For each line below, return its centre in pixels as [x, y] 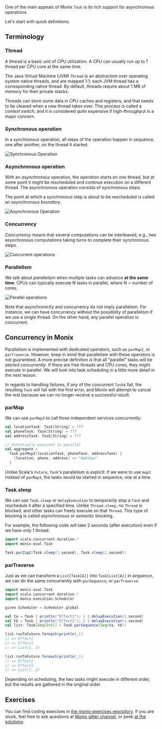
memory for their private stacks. [37, 91]
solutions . [15, 722]
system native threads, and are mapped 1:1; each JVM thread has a [72, 81]
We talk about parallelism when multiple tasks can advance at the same [77, 278]
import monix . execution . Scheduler [40, 599]
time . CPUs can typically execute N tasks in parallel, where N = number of [79, 283]
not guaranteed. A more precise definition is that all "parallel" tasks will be [79, 360]
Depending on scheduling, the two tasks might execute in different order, [78, 679]
